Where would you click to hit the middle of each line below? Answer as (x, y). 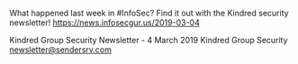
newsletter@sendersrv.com (61, 50)
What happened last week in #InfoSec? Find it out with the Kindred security (149, 13)
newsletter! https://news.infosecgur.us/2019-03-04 (104, 23)
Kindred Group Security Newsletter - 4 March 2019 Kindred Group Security (149, 40)
